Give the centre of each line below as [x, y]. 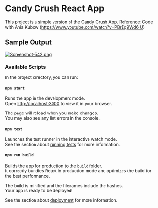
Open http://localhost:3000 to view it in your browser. [59, 104]
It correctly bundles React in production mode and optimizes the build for [78, 170]
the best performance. [27, 176]
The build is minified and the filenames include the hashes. [64, 185]
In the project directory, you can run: [42, 77]
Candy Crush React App [55, 9]
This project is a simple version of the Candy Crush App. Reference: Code [79, 22]
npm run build [19, 155]
